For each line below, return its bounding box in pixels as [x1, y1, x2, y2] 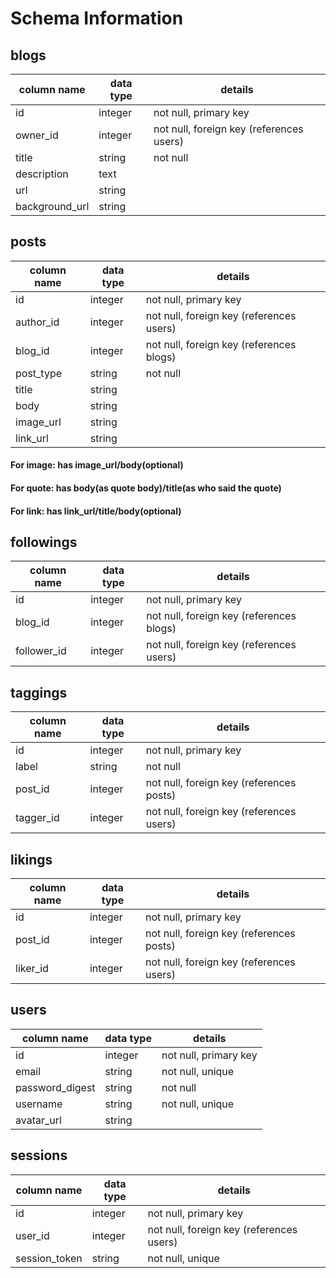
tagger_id [15, 811, 60, 825]
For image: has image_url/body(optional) [10, 459, 184, 471]
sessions [10, 1147, 68, 1164]
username [15, 1097, 63, 1111]
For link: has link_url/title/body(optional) [10, 505, 182, 517]
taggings [10, 684, 68, 701]
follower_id [15, 644, 67, 658]
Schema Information [10, 7, 184, 30]
